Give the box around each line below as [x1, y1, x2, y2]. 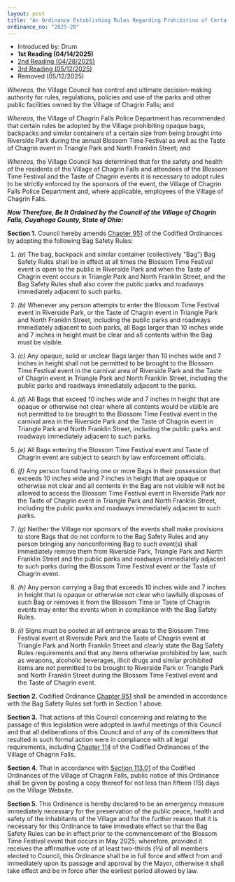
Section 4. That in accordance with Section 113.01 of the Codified [7, 764, 196, 772]
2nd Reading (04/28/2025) [17, 57, 96, 66]
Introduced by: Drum [17, 43, 78, 51]
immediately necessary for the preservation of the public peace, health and [7, 807, 225, 815]
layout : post [7, 10, 45, 17]
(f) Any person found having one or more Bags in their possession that [17, 467, 221, 475]
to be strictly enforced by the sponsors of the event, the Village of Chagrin [7, 180, 222, 188]
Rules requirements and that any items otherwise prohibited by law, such [17, 649, 227, 657]
